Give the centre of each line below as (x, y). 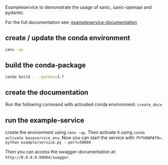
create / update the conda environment (68, 38)
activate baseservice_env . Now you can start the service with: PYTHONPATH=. (85, 138)
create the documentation (47, 92)
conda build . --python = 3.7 (35, 77)
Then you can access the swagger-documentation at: (61, 152)
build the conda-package (46, 65)
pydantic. (15, 13)
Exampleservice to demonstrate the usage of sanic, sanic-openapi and (78, 7)
